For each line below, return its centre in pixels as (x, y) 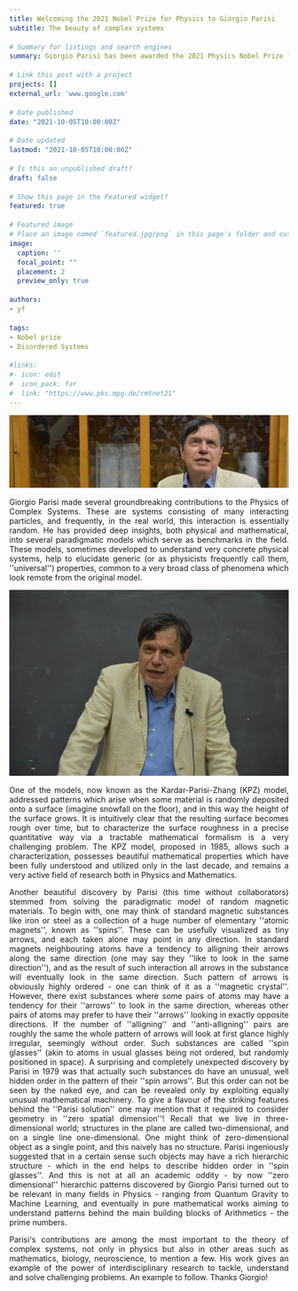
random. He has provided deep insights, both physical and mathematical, (149, 530)
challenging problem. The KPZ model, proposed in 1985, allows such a (149, 847)
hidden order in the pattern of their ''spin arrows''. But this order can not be (149, 1081)
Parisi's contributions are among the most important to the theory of (149, 1240)
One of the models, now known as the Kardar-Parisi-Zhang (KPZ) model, (149, 790)
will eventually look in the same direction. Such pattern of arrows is (149, 978)
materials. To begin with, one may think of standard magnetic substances (149, 911)
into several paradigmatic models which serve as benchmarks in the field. (149, 539)
